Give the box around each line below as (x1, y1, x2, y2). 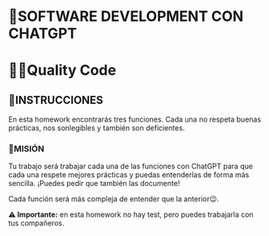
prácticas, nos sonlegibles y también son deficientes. (8, 123, 185, 133)
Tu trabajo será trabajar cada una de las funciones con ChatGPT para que (8, 161, 254, 172)
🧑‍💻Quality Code (8, 61, 117, 80)
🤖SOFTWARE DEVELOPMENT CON (8, 7, 244, 26)
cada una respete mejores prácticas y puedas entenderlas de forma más (8, 170, 250, 180)
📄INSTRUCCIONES (8, 93, 104, 107)
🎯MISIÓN (8, 143, 44, 155)
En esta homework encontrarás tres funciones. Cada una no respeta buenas (8, 114, 262, 124)
